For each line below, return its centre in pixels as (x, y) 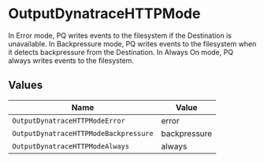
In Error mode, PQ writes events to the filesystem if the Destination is (120, 35)
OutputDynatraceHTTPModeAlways (71, 146)
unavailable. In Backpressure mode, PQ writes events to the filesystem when (132, 43)
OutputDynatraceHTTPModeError (69, 120)
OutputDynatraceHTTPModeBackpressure (83, 133)
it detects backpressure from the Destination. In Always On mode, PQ (121, 52)
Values (26, 85)
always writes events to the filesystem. (71, 61)
